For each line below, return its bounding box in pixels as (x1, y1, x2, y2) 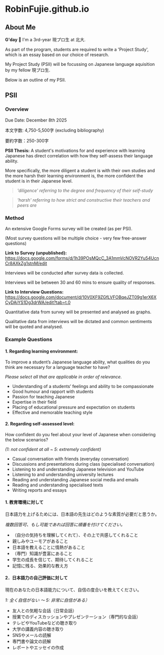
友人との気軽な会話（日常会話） (12, 607, 77, 613)
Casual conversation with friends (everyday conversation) (12, 456, 129, 462)
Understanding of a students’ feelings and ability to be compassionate (12, 384, 154, 389)
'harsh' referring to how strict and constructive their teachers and (17, 197, 150, 203)
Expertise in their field (12, 399, 57, 405)
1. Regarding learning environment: (5, 348, 78, 354)
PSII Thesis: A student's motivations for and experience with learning (5, 148, 145, 153)
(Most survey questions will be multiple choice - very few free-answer (5, 235, 147, 241)
